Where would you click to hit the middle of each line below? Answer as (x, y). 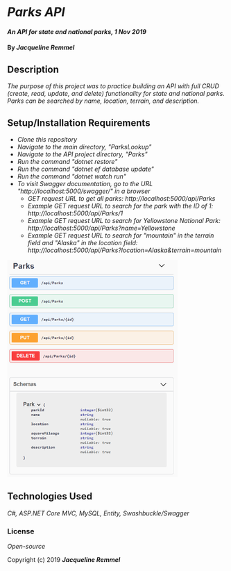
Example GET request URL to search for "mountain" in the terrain (121, 235)
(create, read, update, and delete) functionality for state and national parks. (116, 94)
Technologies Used (50, 496)
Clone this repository (47, 139)
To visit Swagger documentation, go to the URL (85, 184)
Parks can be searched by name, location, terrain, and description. (103, 101)
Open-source (26, 547)
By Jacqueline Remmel (41, 48)
